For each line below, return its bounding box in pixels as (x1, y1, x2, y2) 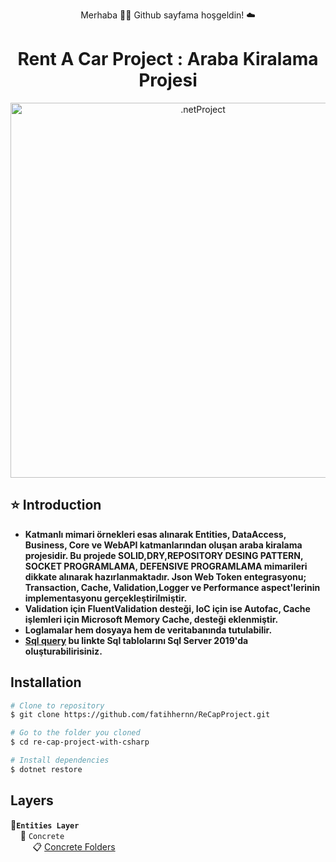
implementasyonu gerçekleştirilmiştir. (24, 592, 188, 604)
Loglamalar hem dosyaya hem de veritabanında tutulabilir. (24, 624, 273, 636)
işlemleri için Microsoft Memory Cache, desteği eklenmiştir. (24, 613, 279, 625)
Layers (10, 792, 54, 809)
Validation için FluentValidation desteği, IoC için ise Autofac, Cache (24, 602, 311, 614)
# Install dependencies (10, 755, 110, 766)
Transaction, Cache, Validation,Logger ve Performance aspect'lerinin (24, 581, 321, 593)
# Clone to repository (10, 700, 105, 711)
